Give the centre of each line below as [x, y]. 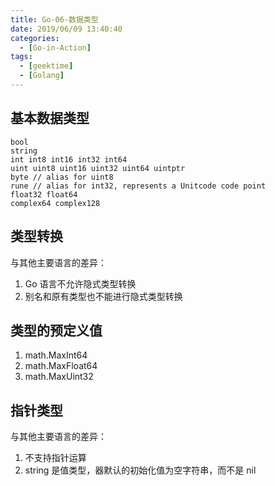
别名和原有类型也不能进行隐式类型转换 [103, 296]
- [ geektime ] [46, 66]
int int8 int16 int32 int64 [69, 159]
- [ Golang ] [42, 76]
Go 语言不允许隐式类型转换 [80, 283]
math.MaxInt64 [56, 355]
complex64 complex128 [55, 203]
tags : [21, 57]
